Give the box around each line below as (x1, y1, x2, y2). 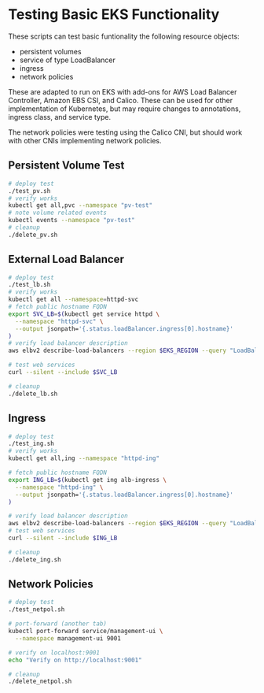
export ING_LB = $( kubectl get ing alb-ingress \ (8, 476, 167, 484)
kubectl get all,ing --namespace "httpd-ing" (8, 454, 159, 462)
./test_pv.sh (8, 187, 51, 195)
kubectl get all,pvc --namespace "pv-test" (8, 202, 153, 209)
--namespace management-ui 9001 (15, 634, 122, 643)
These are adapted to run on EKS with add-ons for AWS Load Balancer (8, 87, 237, 96)
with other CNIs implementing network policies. (8, 135, 163, 145)
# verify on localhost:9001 (8, 648, 101, 657)
